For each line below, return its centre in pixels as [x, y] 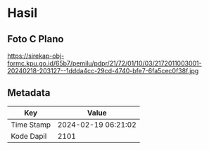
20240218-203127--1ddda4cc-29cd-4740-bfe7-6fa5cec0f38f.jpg [103, 71]
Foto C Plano [36, 39]
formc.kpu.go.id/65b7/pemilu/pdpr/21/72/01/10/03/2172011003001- [104, 63]
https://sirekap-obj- [36, 56]
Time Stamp [31, 125]
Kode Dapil [29, 136]
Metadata [29, 93]
